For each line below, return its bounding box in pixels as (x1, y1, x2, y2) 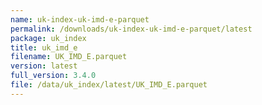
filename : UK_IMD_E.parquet (10, 52, 128, 62)
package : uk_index (10, 33, 87, 43)
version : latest (10, 61, 78, 71)
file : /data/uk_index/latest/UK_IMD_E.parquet (10, 80, 208, 90)
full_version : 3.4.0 (10, 71, 97, 81)
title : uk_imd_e (10, 42, 78, 53)
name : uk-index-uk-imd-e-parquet (10, 14, 150, 25)
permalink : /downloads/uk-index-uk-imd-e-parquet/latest (10, 24, 253, 34)
